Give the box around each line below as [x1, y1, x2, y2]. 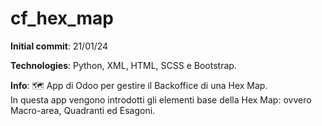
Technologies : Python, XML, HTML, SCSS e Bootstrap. [10, 59, 237, 71]
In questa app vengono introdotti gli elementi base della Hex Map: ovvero [10, 93, 312, 106]
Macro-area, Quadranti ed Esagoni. [10, 104, 156, 116]
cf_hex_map [10, 7, 115, 30]
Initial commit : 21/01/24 [10, 40, 109, 52]
